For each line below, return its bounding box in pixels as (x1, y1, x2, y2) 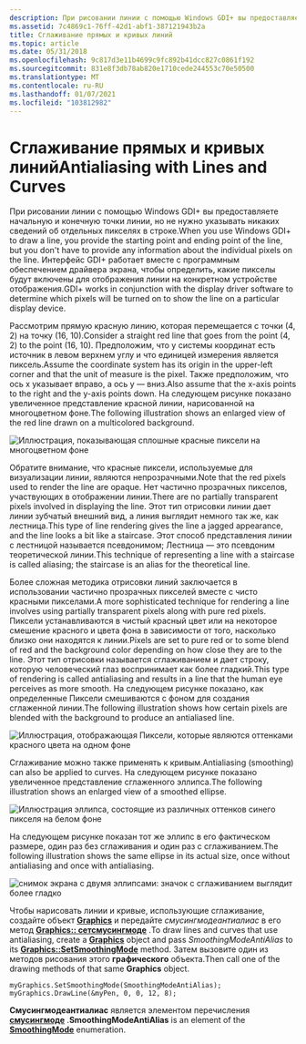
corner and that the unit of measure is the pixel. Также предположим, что (9, 369, 290, 380)
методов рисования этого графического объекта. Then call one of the (9, 954, 280, 965)
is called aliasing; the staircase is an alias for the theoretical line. (9, 559, 250, 570)
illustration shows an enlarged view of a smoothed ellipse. (9, 786, 228, 797)
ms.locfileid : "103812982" (9, 97, 112, 107)
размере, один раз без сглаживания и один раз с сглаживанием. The (9, 841, 279, 852)
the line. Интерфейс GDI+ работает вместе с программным (9, 254, 240, 265)
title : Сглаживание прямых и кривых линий (9, 30, 173, 39)
